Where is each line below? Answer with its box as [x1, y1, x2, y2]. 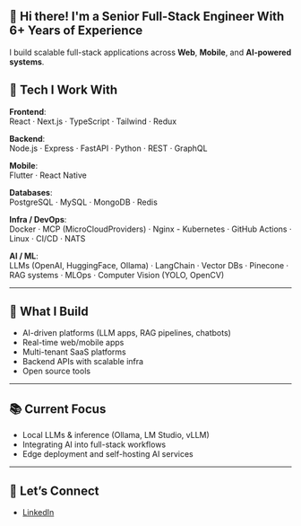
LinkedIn [21, 507, 55, 518]
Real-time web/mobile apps [21, 338, 125, 348]
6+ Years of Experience [9, 23, 143, 39]
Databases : [9, 187, 53, 197]
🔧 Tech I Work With [9, 83, 118, 98]
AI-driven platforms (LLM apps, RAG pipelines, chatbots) [21, 328, 231, 338]
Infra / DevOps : [9, 214, 67, 224]
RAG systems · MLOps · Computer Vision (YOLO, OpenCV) [9, 269, 225, 280]
